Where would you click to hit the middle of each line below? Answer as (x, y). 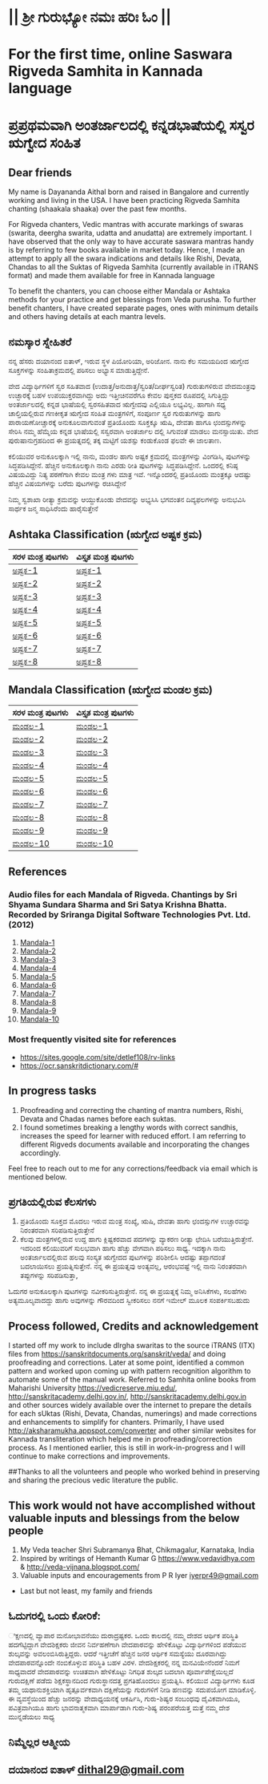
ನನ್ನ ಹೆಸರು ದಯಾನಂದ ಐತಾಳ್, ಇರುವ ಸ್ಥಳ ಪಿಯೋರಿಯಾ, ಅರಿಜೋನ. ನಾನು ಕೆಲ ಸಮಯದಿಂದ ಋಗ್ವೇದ (129, 362)
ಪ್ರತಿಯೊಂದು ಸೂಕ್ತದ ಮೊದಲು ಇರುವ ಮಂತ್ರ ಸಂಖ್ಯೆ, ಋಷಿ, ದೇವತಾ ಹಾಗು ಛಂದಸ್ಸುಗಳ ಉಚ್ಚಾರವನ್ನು (135, 1221)
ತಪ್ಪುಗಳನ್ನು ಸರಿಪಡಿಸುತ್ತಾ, (49, 1276)
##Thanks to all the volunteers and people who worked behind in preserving (134, 1472)
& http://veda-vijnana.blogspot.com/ (80, 1567)
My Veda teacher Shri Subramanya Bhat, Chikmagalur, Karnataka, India (137, 1550)
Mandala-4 (38, 968)
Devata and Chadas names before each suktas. (98, 1119)
